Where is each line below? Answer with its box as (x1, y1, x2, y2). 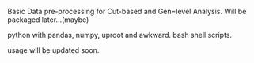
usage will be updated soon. (7, 46, 100, 54)
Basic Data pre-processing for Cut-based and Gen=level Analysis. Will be (7, 7, 247, 16)
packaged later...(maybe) (7, 15, 89, 24)
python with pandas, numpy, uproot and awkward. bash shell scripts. (7, 31, 233, 39)
